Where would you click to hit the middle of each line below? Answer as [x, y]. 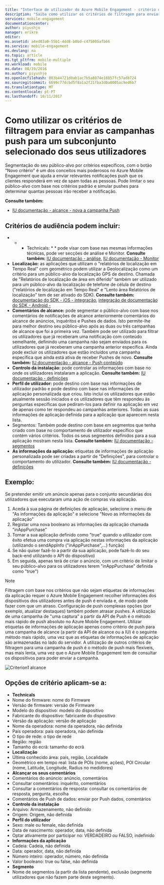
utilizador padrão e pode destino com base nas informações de [76, 389]
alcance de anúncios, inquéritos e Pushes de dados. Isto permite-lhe [81, 321]
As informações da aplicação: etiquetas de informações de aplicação [83, 451]
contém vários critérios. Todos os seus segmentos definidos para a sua [84, 435]
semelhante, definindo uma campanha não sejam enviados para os [80, 342]
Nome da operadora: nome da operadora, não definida [67, 726]
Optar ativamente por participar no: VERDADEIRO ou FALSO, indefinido [83, 835]
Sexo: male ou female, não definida [47, 825]
